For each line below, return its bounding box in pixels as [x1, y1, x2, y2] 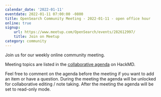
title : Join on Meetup [14, 34, 60, 39]
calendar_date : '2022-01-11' [5, 7, 64, 12]
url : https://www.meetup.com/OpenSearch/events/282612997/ [14, 30, 136, 34]
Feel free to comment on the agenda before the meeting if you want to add [5, 71, 154, 77]
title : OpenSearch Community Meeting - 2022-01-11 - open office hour [5, 16, 151, 21]
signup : [5, 25, 21, 30]
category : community [5, 39, 47, 44]
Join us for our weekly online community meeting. [5, 52, 105, 58]
